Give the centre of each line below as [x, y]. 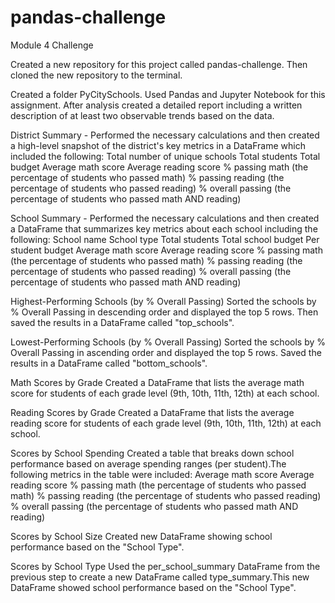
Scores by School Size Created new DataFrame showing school [141, 536]
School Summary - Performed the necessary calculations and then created [165, 218]
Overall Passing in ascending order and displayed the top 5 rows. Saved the [166, 352]
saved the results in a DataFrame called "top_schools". [122, 322]
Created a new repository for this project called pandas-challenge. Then [159, 64]
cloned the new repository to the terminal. [96, 75]
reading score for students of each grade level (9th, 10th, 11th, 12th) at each [166, 423]
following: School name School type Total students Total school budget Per [165, 239]
